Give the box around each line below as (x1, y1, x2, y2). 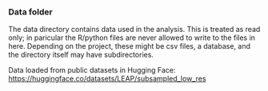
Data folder (8, 6, 54, 18)
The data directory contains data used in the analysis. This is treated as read (8, 25, 261, 34)
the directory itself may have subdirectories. (8, 50, 154, 60)
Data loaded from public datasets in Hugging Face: (8, 65, 176, 75)
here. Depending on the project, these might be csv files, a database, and (8, 42, 250, 51)
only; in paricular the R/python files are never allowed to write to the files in (8, 33, 256, 42)
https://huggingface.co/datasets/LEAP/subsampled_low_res (8, 74, 206, 84)
